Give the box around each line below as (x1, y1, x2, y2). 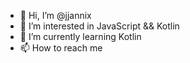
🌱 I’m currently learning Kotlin (19, 31, 142, 42)
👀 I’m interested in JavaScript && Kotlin (19, 20, 180, 32)
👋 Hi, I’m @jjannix (19, 10, 92, 21)
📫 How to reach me (19, 42, 103, 54)
